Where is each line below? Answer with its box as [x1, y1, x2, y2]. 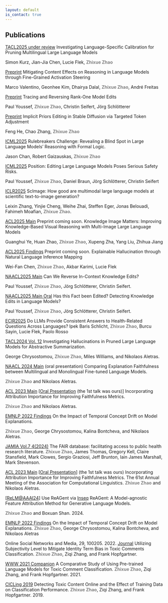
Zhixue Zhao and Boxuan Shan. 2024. [5, 510, 84, 516]
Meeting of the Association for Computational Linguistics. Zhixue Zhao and [5, 480, 161, 486]
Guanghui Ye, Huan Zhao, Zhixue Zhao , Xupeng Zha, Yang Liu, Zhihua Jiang [5, 239, 163, 245]
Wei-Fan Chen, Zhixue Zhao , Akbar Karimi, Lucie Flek [5, 264, 117, 270]
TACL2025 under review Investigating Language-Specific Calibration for [5, 44, 154, 50]
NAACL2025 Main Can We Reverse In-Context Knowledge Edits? [5, 273, 139, 280]
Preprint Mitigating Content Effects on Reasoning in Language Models [5, 69, 149, 75]
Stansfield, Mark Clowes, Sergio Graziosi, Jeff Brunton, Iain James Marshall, [5, 454, 163, 460]
